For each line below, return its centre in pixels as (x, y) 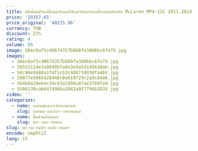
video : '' (18, 95)
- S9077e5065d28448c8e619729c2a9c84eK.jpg (65, 78)
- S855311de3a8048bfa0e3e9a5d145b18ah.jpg (65, 67)
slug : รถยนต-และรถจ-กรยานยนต (49, 111)
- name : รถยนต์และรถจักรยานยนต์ (44, 106)
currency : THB (24, 28)
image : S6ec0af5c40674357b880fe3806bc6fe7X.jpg (66, 51)
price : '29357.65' (29, 17)
